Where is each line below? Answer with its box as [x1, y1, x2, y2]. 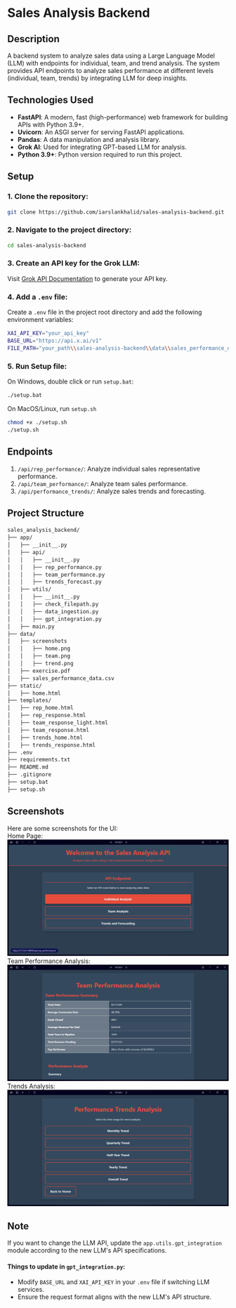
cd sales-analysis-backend [7, 242, 86, 249]
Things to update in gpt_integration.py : [7, 1262, 125, 1271]
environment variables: [7, 315, 74, 324]
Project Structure [7, 507, 84, 519]
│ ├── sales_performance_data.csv [7, 674, 114, 682]
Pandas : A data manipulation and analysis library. [17, 135, 161, 143]
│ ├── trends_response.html [7, 741, 96, 749]
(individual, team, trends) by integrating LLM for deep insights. [7, 74, 188, 82]
